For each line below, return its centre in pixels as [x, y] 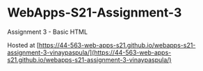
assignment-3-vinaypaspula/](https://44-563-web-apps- [89, 52]
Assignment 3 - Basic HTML [48, 32]
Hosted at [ [23, 45]
